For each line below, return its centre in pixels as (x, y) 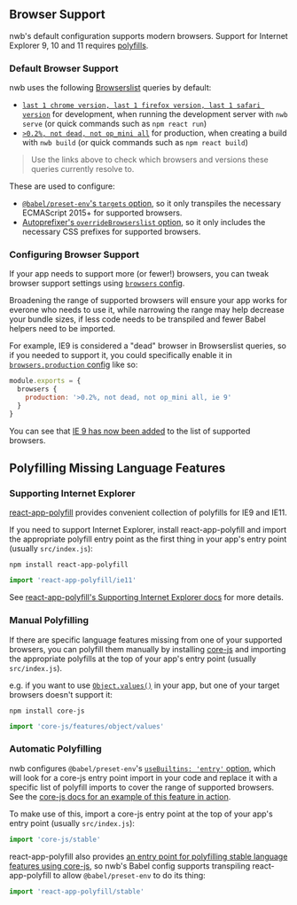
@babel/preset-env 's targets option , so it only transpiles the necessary (151, 204)
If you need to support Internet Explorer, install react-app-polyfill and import (148, 530)
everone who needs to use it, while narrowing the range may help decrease (147, 310)
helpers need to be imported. (63, 329)
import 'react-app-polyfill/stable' (77, 891)
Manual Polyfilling (49, 620)
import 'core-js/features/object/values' (87, 726)
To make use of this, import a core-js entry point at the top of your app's (141, 814)
